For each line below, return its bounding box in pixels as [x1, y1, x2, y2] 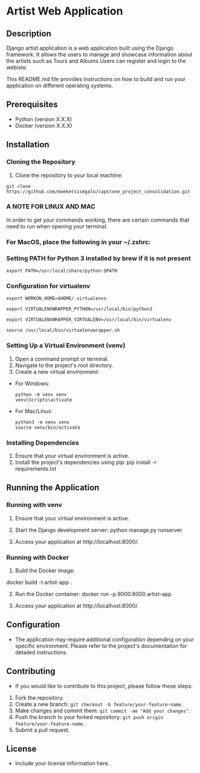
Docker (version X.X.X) [15, 122, 73, 129]
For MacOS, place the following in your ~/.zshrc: [6, 237, 151, 246]
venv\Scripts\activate [15, 397, 73, 403]
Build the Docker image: [15, 566, 76, 574]
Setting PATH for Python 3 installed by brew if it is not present [6, 254, 192, 262]
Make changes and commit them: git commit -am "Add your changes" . [15, 707, 191, 714]
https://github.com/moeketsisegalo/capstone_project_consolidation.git [6, 188, 190, 194]
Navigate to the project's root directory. [15, 362, 114, 369]
